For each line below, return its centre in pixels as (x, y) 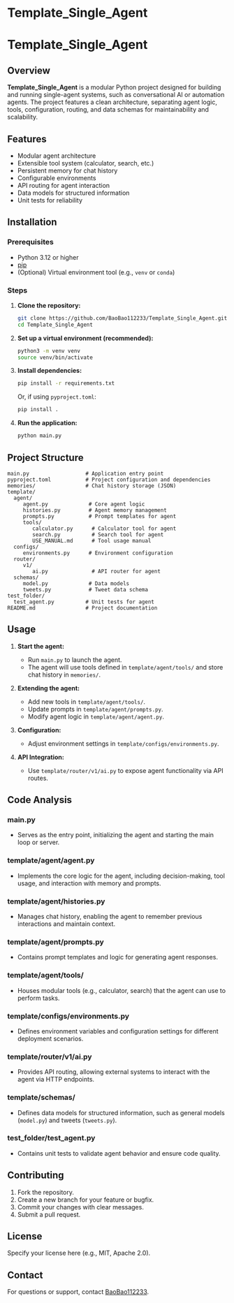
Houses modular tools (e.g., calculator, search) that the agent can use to (121, 990)
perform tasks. (38, 998)
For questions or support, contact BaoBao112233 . (78, 1292)
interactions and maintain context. (66, 924)
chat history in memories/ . (64, 675)
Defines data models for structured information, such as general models (121, 1112)
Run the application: (47, 423)
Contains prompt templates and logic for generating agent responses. (118, 957)
